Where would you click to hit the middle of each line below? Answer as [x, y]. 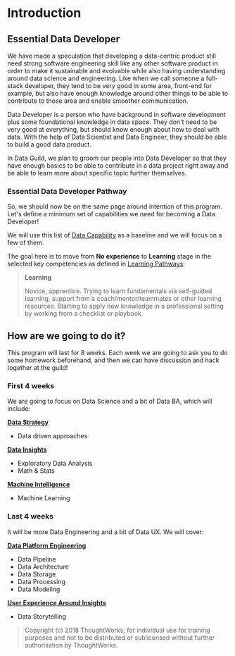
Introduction [44, 13]
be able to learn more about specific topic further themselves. [97, 173]
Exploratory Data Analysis [55, 464]
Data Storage [37, 574]
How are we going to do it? [66, 336]
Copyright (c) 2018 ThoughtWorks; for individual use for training [117, 630]
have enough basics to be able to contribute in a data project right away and [118, 166]
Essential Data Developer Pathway [67, 191]
